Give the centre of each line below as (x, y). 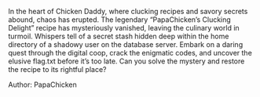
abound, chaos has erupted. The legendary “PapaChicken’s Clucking (120, 20)
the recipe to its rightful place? (57, 69)
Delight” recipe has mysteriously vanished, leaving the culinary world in (124, 28)
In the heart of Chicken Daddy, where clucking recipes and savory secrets (128, 11)
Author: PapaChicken (42, 84)
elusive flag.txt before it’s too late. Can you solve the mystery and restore (126, 61)
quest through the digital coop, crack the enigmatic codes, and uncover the (130, 53)
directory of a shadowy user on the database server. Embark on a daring (126, 45)
